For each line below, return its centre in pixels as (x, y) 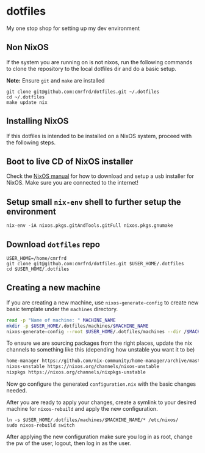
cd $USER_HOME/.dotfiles (38, 269)
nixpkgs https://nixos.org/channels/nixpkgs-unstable (76, 372)
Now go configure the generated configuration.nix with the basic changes (101, 384)
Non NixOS (27, 47)
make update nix (27, 102)
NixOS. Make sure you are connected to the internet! (72, 183)
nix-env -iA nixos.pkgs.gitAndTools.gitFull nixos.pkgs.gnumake (90, 226)
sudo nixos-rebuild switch (41, 425)
